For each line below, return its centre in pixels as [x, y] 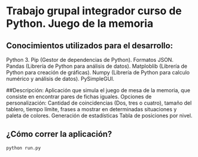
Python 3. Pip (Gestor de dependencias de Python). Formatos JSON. [90, 60]
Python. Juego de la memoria [80, 23]
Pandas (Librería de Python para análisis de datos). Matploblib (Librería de [97, 66]
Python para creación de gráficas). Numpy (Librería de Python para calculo [98, 72]
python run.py [24, 148]
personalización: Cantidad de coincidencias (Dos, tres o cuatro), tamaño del [99, 103]
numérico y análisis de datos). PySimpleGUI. [60, 79]
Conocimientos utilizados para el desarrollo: [90, 45]
